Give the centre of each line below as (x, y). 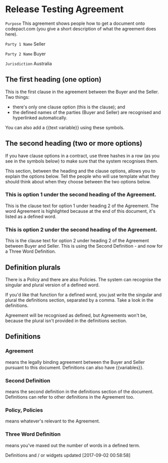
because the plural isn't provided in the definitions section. (66, 321)
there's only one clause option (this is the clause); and (69, 107)
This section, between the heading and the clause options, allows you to (80, 171)
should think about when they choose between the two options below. (78, 181)
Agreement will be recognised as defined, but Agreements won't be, (76, 315)
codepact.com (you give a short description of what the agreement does (81, 28)
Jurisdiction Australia (29, 63)
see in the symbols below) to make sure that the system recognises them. (82, 161)
